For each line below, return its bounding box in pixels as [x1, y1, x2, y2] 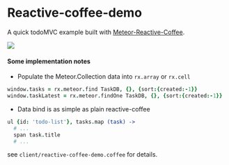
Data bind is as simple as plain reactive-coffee [17, 104, 151, 113]
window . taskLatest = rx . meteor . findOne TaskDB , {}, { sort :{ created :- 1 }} [7, 93, 223, 100]
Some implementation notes [7, 57, 90, 65]
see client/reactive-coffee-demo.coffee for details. [7, 150, 158, 159]
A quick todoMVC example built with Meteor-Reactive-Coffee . [7, 28, 185, 36]
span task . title [13, 131, 61, 139]
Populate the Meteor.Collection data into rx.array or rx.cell [17, 72, 191, 81]
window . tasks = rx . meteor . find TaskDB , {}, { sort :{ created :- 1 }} [7, 86, 198, 93]
